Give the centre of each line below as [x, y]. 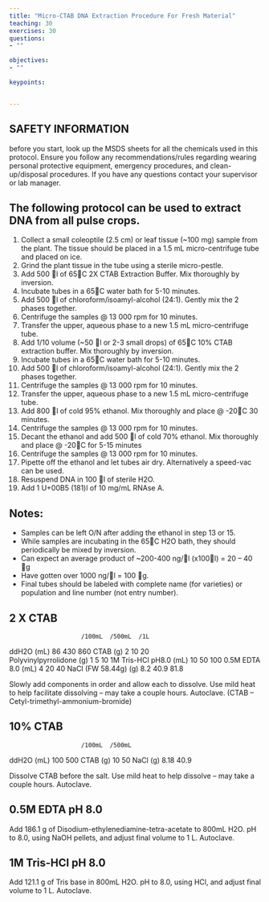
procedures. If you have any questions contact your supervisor [153, 174]
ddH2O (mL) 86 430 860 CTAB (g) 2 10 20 [79, 652]
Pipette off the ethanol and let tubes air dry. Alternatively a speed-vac [136, 462]
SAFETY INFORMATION [69, 129]
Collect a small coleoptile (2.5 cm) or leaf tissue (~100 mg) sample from [139, 240]
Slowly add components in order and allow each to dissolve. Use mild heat [132, 684]
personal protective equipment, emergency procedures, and [109, 165]
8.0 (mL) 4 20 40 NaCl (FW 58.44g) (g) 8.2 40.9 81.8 [96, 668]
